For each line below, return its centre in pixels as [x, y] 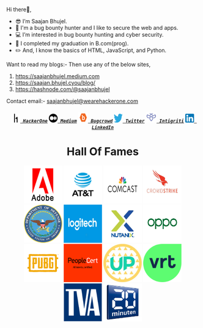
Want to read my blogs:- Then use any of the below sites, [79, 64]
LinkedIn [103, 127]
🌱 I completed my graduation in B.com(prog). [72, 43]
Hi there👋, [19, 9]
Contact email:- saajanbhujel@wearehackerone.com [72, 101]
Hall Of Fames [103, 151]
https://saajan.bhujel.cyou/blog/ [55, 83]
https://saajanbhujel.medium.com [57, 76]
